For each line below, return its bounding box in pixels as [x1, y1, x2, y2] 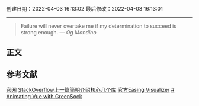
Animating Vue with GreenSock [6, 93, 83, 100]
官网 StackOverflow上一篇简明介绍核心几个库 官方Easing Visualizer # [6, 86, 175, 94]
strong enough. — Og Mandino [20, 29, 97, 36]
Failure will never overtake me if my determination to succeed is [20, 23, 176, 30]
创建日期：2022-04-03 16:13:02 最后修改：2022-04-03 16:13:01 [6, 5, 163, 12]
